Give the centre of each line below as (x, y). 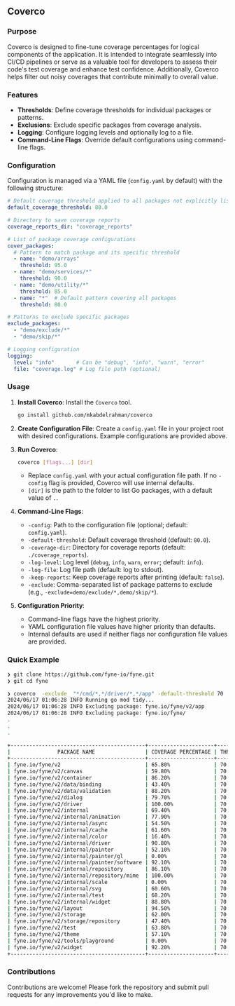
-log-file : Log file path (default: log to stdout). (96, 570)
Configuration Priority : (51, 606)
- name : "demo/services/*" (53, 272)
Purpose (22, 32)
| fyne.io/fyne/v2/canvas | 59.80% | (112, 772)
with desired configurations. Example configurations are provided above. (122, 436)
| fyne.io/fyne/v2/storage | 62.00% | (112, 915)
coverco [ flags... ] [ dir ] (55, 462)
